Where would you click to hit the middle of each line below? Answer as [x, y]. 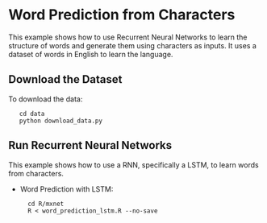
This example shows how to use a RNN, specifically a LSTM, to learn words [134, 165]
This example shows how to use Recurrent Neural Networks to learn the [128, 37]
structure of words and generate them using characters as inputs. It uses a [132, 45]
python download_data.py [61, 121]
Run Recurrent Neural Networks [90, 145]
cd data [32, 114]
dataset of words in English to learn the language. [91, 54]
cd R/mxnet [46, 204]
